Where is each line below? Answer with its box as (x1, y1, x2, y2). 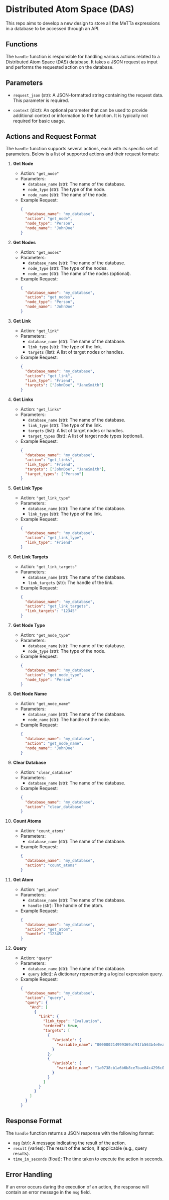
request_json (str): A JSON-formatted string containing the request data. (13, 92, 163, 98)
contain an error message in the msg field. (6, 1189, 91, 1195)
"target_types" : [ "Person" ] (25, 471, 84, 476)
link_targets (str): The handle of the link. (28, 579, 114, 585)
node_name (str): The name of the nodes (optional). (28, 270, 131, 276)
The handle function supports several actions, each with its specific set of (6, 146, 158, 152)
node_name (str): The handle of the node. (28, 717, 110, 723)
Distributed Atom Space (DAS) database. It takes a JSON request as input (6, 59, 157, 65)
